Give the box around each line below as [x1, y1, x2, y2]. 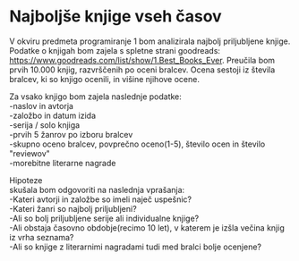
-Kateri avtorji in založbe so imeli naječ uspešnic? [9, 194, 192, 205]
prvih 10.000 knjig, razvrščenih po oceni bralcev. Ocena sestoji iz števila [9, 64, 276, 75]
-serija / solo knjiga [9, 119, 81, 130]
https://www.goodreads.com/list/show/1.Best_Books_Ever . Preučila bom [9, 55, 276, 65]
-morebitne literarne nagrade [9, 157, 116, 168]
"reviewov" [9, 147, 51, 158]
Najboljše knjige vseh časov [9, 6, 222, 27]
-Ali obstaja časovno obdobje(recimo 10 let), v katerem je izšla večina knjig [9, 222, 285, 233]
